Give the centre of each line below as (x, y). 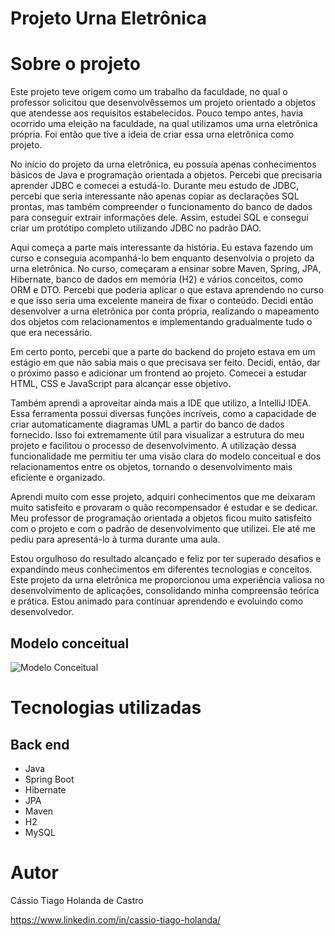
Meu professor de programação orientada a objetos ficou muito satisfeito (161, 518)
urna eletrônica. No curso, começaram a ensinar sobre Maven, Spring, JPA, (166, 269)
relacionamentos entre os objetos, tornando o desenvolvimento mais (151, 467)
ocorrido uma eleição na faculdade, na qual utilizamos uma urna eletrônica (164, 124)
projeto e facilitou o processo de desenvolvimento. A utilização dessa (153, 446)
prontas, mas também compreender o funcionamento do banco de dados (161, 207)
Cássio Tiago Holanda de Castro (77, 900)
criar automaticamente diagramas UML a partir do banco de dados (147, 424)
